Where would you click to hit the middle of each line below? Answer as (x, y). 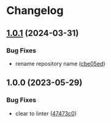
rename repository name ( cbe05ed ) (60, 63)
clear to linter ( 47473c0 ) (46, 113)
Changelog (35, 11)
